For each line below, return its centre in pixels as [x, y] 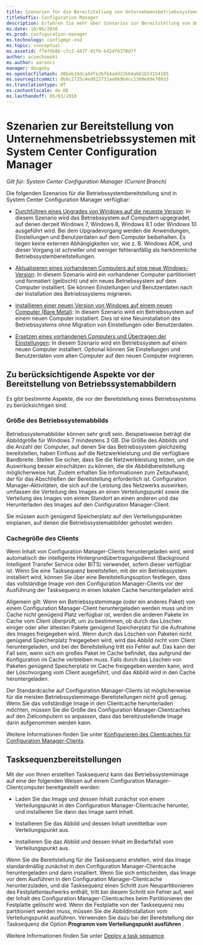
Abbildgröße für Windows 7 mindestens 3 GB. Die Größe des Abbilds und [97, 440]
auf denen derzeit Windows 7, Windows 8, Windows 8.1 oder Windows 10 [106, 224]
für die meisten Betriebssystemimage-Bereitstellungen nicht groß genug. [97, 697]
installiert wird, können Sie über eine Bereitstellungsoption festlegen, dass [98, 577]
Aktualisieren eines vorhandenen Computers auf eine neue [88, 268]
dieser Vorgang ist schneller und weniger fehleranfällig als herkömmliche [106, 250]
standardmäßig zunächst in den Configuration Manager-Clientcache [91, 866]
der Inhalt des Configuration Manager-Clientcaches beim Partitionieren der [99, 898]
